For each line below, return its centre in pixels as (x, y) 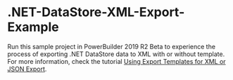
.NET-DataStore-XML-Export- (96, 12)
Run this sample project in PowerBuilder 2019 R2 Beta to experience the (112, 46)
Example (33, 27)
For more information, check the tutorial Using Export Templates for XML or (117, 61)
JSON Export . (27, 69)
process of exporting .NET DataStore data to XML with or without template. (116, 54)
